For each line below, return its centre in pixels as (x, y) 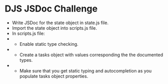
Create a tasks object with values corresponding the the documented (91, 55)
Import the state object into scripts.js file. (55, 28)
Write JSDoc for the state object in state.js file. (60, 23)
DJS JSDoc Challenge (51, 9)
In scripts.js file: (28, 33)
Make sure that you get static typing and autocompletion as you (86, 70)
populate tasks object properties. (54, 76)
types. (26, 60)
